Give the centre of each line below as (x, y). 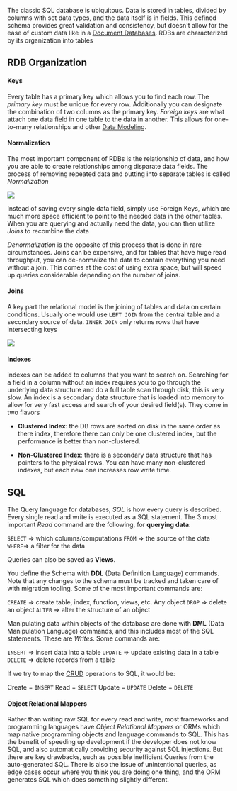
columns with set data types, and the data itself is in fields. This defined (112, 18)
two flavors (24, 413)
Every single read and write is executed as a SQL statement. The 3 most (112, 517)
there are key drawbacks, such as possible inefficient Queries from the (110, 757)
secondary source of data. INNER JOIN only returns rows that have (103, 322)
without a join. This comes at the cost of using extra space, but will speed (115, 267)
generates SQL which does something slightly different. (88, 780)
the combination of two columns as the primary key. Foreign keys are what (116, 111)
